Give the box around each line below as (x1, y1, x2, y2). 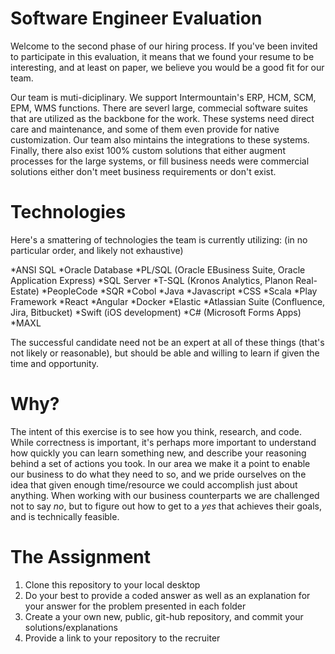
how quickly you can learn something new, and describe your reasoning (10, 447, 307, 459)
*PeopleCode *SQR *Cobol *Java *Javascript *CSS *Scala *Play (41, 285, 318, 297)
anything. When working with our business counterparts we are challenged (10, 489, 320, 501)
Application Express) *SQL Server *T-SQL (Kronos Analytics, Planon (10, 274, 294, 286)
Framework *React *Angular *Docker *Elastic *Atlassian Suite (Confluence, (10, 295, 326, 307)
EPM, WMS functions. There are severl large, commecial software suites (10, 102, 308, 114)
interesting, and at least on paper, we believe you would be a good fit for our (10, 61, 325, 73)
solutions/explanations (24, 621, 118, 633)
